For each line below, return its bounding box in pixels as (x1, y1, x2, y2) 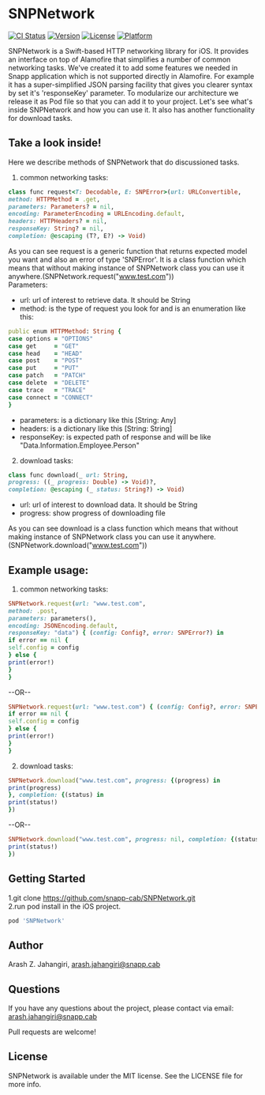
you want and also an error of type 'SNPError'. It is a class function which (8, 255, 247, 264)
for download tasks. (8, 113, 73, 123)
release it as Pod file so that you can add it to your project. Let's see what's (8, 96, 253, 106)
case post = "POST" (8, 357, 83, 364)
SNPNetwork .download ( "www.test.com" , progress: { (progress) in (8, 776, 221, 784)
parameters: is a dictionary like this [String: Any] (19, 415, 177, 425)
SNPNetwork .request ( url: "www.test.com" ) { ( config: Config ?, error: (8, 703, 242, 711)
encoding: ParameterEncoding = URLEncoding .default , (8, 210, 185, 218)
